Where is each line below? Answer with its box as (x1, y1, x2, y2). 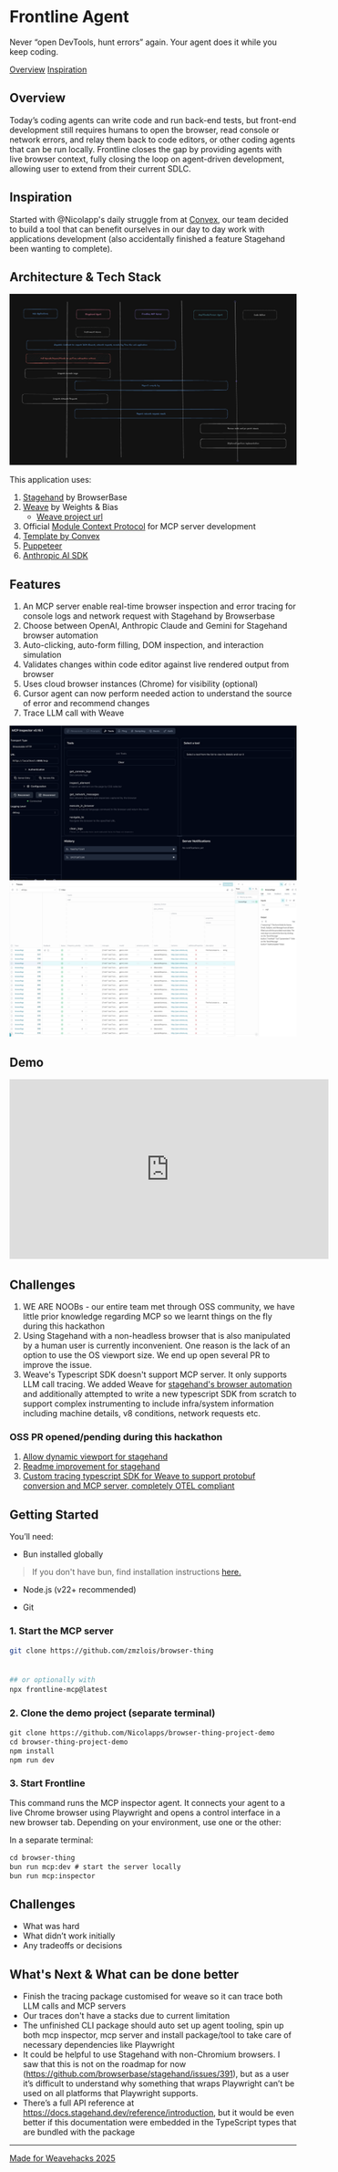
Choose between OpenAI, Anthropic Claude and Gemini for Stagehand (22, 620, 288, 631)
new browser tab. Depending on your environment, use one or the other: (9, 1817, 282, 1828)
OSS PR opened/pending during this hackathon (9, 1430, 223, 1443)
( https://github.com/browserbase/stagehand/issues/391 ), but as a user (22, 2068, 290, 2079)
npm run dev (9, 1756, 55, 1765)
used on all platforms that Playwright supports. (22, 2087, 199, 2098)
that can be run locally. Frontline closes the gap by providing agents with (9, 143, 282, 154)
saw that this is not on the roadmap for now (22, 2058, 187, 2069)
